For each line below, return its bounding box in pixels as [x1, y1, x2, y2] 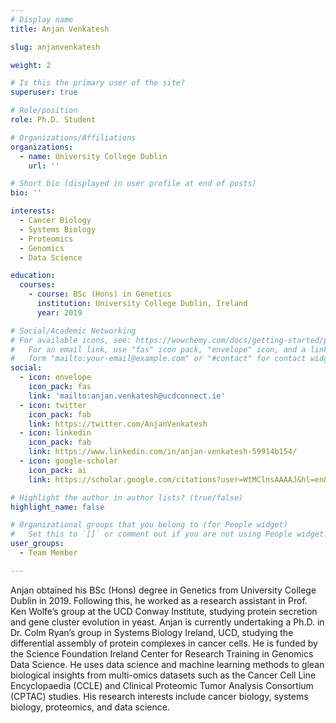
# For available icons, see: [10, 335, 132, 345]
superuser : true [10, 87, 78, 98]
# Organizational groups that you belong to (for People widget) [10, 520, 288, 530]
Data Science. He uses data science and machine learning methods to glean [10, 658, 325, 670]
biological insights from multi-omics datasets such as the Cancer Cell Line [10, 669, 317, 681]
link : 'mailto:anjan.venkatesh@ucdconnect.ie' [28, 391, 226, 401]
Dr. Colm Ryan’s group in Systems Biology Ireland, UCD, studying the [10, 626, 294, 638]
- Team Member [19, 548, 78, 558]
